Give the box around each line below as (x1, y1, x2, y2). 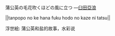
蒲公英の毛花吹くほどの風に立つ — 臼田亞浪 (5, 5, 96, 10)
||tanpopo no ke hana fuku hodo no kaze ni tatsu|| (5, 15, 111, 21)
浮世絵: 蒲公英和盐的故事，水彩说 (5, 25, 75, 31)
